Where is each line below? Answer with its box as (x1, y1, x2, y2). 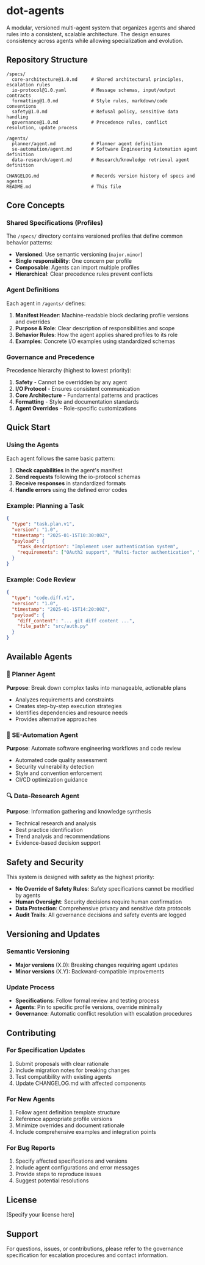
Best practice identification (15, 826, 84, 834)
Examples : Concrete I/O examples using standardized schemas (15, 338, 176, 345)
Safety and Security (6, 857, 84, 867)
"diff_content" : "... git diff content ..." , (17, 617, 135, 624)
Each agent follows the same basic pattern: (6, 455, 115, 462)
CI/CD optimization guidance (15, 776, 88, 784)
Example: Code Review (6, 575, 76, 584)
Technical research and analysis (15, 820, 96, 827)
